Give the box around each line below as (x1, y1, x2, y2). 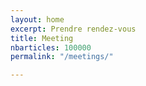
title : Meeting (10, 33, 74, 43)
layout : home (10, 14, 65, 25)
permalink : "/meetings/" (10, 52, 114, 62)
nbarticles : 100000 (10, 42, 92, 53)
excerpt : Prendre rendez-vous (10, 24, 137, 34)
